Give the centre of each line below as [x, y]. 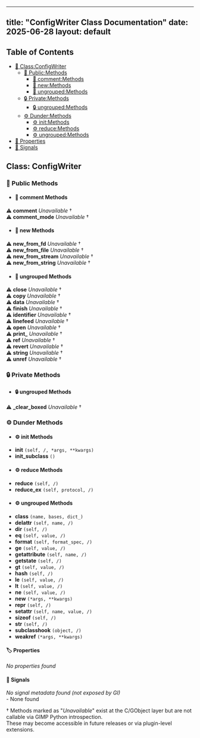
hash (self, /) [34, 573]
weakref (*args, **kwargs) [49, 636]
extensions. [20, 730]
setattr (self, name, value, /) [53, 611]
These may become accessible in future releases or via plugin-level [89, 723]
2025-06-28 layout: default [59, 32]
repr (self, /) [33, 605]
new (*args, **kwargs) [44, 598]
